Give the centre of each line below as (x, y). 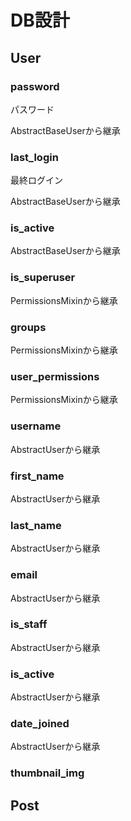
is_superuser (43, 278)
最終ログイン (36, 180)
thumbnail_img (47, 773)
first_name (37, 476)
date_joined (40, 724)
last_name (36, 525)
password (35, 86)
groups (28, 327)
